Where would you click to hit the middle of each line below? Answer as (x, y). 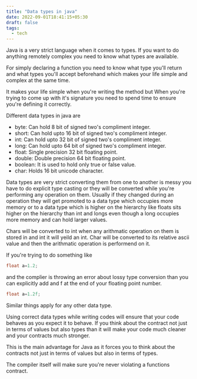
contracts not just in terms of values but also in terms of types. (82, 353)
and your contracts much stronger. (48, 335)
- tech (19, 34)
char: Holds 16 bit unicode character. (59, 171)
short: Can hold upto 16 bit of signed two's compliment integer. (91, 134)
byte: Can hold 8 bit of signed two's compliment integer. (83, 127)
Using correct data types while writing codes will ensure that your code (93, 317)
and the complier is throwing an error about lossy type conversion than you (97, 277)
